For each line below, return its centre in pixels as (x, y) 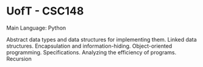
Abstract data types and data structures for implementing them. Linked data (101, 39)
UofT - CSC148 (45, 11)
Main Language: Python (36, 28)
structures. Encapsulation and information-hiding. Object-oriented (89, 46)
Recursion (19, 59)
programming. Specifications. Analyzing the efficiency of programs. (91, 52)
